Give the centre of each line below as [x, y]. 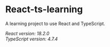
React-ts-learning [44, 9]
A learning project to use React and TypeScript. [55, 24]
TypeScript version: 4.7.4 [31, 39]
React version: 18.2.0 [27, 33]
